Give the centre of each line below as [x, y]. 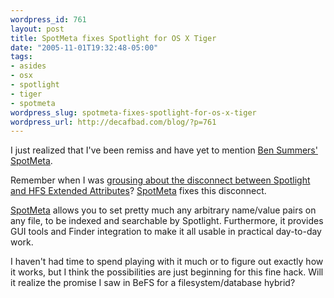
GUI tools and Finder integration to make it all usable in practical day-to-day [166, 232]
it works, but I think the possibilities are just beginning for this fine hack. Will [167, 272]
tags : [21, 57]
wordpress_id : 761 [48, 19]
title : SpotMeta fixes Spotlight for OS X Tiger [113, 38]
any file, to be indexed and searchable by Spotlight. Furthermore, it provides [167, 221]
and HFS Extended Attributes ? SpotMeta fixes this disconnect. [138, 191]
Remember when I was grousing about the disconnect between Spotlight [160, 180]
